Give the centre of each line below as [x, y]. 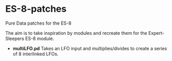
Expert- [156, 33]
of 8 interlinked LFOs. [36, 54]
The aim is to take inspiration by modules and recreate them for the [76, 33]
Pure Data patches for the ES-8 [39, 23]
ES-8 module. [40, 38]
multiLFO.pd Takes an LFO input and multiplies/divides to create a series [90, 48]
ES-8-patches [36, 9]
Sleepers [15, 38]
